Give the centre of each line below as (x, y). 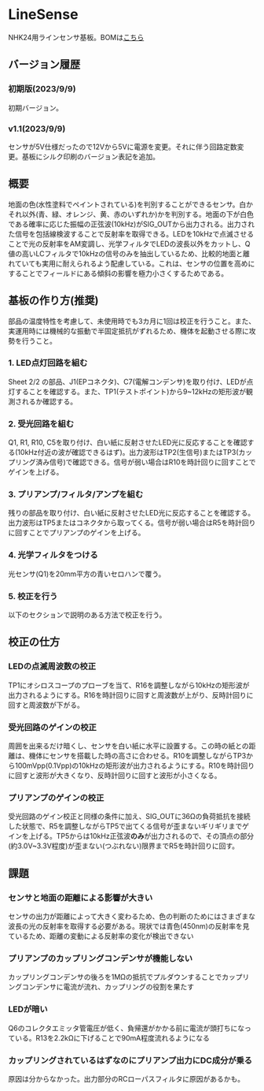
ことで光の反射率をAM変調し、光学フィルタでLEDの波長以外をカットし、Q (129, 244)
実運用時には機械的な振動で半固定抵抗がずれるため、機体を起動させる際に (128, 331)
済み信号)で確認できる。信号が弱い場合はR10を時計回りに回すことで (145, 462)
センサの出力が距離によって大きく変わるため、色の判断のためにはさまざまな (132, 916)
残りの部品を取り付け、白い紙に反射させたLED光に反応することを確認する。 (132, 513)
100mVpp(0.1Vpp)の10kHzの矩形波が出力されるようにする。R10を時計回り (135, 765)
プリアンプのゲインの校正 (56, 798)
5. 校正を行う (33, 596)
